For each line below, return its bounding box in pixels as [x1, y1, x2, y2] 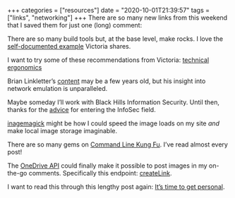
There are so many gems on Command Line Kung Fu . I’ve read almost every [7, 140, 228, 149]
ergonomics [7, 63, 42, 71]
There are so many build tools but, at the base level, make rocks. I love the [7, 35, 224, 43]
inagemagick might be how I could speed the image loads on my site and [7, 119, 220, 128]
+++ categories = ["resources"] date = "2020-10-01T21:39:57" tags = [7, 6, 210, 14]
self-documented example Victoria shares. [7, 42, 131, 50]
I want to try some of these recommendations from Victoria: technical [7, 56, 210, 64]
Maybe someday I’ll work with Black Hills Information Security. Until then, [7, 98, 220, 106]
